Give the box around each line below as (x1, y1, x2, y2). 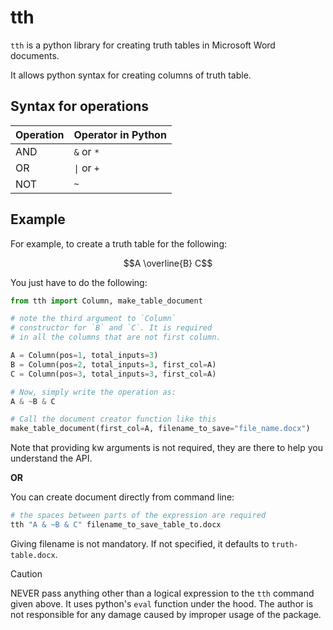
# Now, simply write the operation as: (10, 387, 177, 397)
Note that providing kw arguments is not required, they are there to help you (10, 442, 323, 454)
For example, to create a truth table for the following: (10, 237, 227, 250)
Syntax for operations (10, 98, 150, 115)
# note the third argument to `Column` (10, 314, 177, 324)
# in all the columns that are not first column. (10, 332, 222, 343)
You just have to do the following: (10, 276, 148, 288)
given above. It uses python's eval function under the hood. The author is (10, 597, 314, 610)
